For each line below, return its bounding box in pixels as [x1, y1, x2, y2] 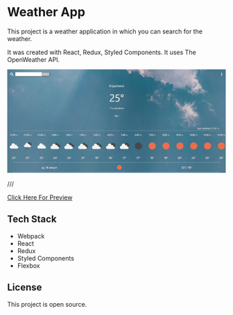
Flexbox [17, 261, 40, 270]
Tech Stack [7, 213, 57, 225]
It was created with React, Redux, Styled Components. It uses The [7, 48, 196, 56]
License [7, 282, 42, 293]
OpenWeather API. [7, 55, 60, 63]
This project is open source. [7, 300, 87, 308]
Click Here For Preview [7, 193, 73, 202]
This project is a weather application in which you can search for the [7, 27, 203, 35]
